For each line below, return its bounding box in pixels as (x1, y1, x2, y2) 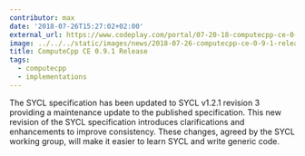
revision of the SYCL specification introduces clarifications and (9, 116, 245, 127)
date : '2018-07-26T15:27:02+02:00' (9, 22, 144, 31)
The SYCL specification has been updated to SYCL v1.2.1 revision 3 (9, 97, 261, 108)
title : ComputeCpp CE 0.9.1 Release (9, 47, 148, 56)
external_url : (9, 30, 64, 39)
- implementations (17, 73, 88, 82)
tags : (9, 55, 30, 64)
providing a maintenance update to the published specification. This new (9, 106, 281, 118)
